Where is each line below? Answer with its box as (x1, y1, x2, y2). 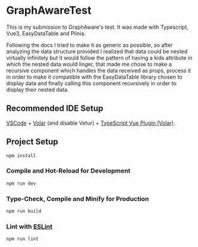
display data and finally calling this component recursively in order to (6, 79, 177, 87)
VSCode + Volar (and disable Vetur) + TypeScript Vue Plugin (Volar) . (6, 119, 176, 126)
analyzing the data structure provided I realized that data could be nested (6, 47, 188, 55)
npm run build (6, 208, 42, 214)
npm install (6, 152, 36, 159)
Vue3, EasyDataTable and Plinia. (6, 29, 86, 37)
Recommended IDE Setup (6, 103, 104, 114)
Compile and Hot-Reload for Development (6, 167, 131, 175)
